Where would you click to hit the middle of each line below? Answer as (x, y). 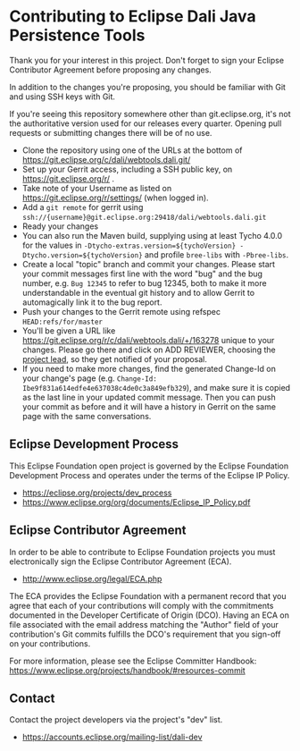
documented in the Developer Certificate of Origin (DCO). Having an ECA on (150, 615)
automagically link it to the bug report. (92, 302)
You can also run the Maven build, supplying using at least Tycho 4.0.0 (152, 235)
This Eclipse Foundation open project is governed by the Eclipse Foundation (149, 466)
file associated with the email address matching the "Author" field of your (144, 624)
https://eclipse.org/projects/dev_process (97, 493)
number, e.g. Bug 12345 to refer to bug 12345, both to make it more (144, 283)
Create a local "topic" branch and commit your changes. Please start (148, 264)
